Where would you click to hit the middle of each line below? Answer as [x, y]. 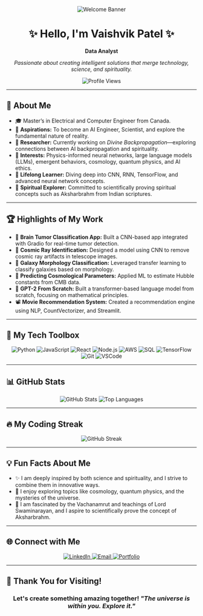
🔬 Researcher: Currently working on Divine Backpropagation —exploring [105, 142]
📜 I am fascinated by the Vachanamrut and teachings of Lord [90, 504]
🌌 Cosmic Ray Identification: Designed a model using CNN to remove [102, 250]
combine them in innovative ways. [57, 484]
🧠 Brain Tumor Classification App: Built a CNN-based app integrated [101, 237]
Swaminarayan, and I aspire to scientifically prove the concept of [96, 511]
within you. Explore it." [101, 606]
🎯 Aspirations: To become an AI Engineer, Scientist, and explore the [100, 129]
